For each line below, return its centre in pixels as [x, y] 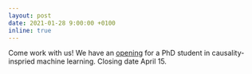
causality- [228, 53]
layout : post [30, 16]
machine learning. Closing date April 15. [102, 61]
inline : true [30, 30]
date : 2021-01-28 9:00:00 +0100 [62, 23]
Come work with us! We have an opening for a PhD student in [109, 53]
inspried [22, 61]
